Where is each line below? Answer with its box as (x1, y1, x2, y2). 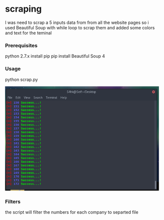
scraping (5, 3, 42, 15)
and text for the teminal (5, 30, 52, 36)
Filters (5, 198, 21, 205)
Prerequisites (5, 42, 38, 49)
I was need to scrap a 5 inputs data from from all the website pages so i (5, 20, 149, 25)
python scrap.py (5, 77, 38, 82)
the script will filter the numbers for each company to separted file (5, 209, 139, 215)
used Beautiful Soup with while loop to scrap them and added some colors (5, 24, 155, 30)
